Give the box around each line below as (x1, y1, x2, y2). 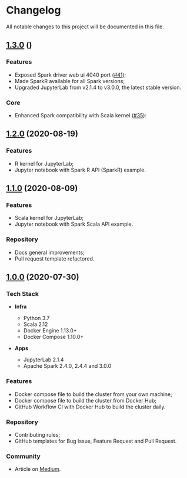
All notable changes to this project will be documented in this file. (6, 23, 165, 30)
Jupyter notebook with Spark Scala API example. (14, 220, 133, 228)
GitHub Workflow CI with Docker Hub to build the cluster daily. (14, 403, 166, 410)
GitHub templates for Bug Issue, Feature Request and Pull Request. (14, 437, 177, 444)
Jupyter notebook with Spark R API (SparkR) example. (14, 166, 146, 173)
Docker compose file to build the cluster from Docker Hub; (14, 397, 157, 404)
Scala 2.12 (23, 321, 48, 328)
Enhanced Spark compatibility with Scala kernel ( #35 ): (14, 111, 147, 118)
